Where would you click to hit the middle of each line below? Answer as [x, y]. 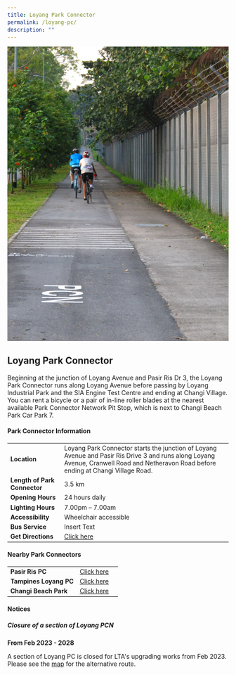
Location [24, 459]
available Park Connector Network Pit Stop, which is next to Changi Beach [115, 407]
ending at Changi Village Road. [109, 470]
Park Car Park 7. [31, 415]
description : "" [31, 30]
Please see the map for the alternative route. [72, 664]
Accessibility [30, 517]
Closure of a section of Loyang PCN [60, 625]
